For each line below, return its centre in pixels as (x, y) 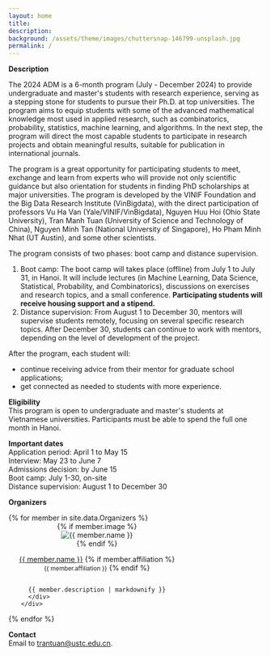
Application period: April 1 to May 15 (68, 452)
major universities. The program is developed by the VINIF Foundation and (132, 195)
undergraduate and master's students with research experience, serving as (134, 93)
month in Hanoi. (35, 428)
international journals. (44, 154)
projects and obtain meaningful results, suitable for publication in (116, 145)
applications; (41, 378)
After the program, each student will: (70, 353)
